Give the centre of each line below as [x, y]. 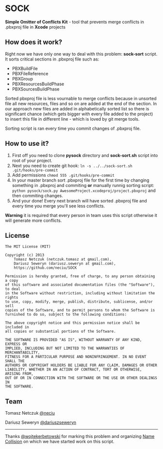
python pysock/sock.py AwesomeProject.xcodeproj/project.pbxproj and [84, 190]
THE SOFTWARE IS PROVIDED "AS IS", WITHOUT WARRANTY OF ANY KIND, [73, 340]
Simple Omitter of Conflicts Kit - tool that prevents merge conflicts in [75, 22]
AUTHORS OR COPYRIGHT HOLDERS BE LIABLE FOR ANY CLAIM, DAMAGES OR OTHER [81, 365]
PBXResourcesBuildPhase [38, 84]
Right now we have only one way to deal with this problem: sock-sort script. [81, 54]
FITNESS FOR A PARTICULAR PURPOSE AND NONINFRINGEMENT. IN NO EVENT [76, 357]
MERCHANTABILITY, [23, 353]
